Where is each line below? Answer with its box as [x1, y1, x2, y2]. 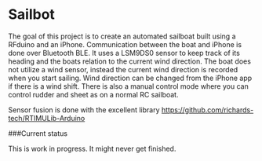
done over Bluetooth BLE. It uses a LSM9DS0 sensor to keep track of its [8, 48, 241, 57]
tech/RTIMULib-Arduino [8, 113, 86, 123]
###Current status [8, 128, 68, 138]
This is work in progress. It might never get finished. [8, 144, 176, 153]
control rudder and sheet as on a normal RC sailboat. [8, 90, 179, 99]
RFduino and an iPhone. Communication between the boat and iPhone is [8, 39, 242, 49]
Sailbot [8, 5, 55, 24]
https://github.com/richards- [161, 104, 254, 115]
